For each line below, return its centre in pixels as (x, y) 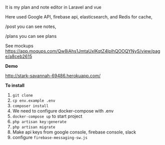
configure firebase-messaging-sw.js (50, 137)
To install (15, 85)
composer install (30, 106)
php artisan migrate (34, 127)
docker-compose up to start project (47, 116)
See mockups (19, 46)
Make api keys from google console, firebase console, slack (74, 132)
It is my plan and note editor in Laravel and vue (53, 7)
